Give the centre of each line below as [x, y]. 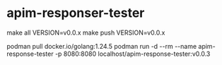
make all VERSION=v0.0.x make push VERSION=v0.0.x [86, 32]
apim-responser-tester [76, 13]
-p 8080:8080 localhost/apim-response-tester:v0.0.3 [133, 54]
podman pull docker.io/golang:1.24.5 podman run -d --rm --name [102, 46]
